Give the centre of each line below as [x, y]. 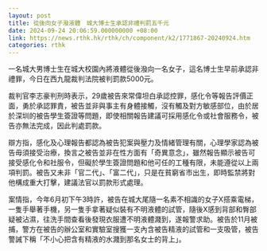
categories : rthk [37, 45]
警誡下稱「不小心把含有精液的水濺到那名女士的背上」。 [97, 239]
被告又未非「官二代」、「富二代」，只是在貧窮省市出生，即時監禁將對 [145, 173]
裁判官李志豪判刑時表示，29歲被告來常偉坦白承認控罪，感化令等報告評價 [128, 96]
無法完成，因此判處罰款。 [64, 126]
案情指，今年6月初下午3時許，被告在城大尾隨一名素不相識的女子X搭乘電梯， [133, 199]
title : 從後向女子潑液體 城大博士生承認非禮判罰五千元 [89, 23]
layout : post [30, 16]
